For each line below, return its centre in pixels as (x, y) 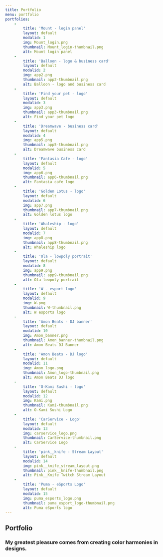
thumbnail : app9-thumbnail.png (56, 275)
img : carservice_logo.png (50, 433)
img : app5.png (38, 140)
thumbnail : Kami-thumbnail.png (56, 405)
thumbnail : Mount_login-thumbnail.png (63, 47)
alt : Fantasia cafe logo (49, 182)
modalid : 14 (36, 461)
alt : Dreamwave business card (54, 150)
